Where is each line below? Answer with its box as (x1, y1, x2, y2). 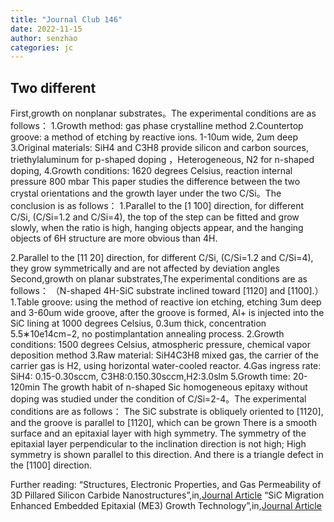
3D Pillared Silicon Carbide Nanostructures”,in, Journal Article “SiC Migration (10, 489, 325, 501)
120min (10, 381, 40, 393)
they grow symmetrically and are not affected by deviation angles (10, 262, 280, 275)
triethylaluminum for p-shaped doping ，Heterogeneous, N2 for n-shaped (10, 154, 315, 166)
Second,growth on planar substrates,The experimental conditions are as (10, 273, 308, 285)
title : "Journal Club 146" (10, 14, 123, 25)
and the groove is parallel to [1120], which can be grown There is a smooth (10, 417, 317, 429)
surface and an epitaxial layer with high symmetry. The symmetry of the (10, 427, 307, 440)
